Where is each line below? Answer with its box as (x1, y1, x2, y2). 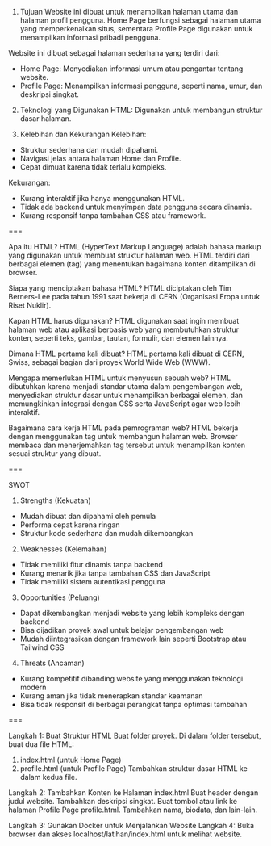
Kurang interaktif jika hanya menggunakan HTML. (19, 194, 186, 203)
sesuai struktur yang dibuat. (8, 449, 102, 459)
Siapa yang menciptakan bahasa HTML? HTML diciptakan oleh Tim (8, 283, 232, 293)
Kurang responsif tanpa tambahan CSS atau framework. (19, 211, 206, 220)
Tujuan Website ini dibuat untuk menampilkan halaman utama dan (19, 7, 239, 16)
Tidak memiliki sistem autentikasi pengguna (19, 577, 165, 586)
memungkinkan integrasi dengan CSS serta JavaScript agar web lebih (8, 399, 241, 408)
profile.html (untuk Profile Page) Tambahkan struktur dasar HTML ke (19, 764, 248, 773)
